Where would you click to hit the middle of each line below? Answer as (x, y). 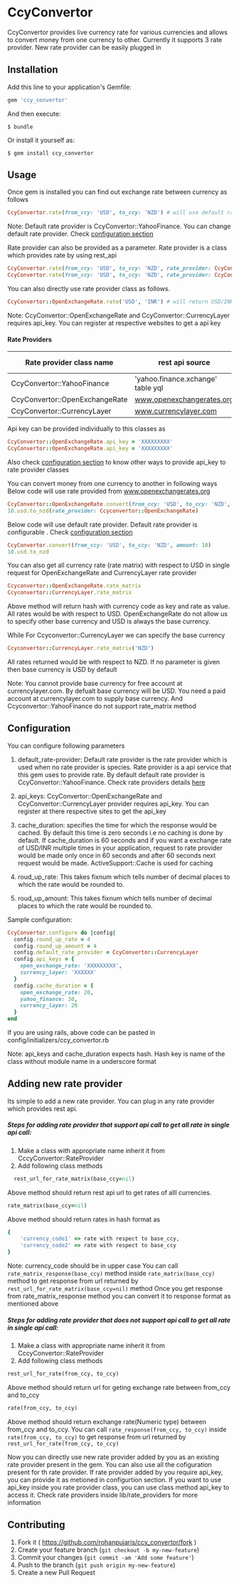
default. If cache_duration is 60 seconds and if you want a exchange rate (124, 840)
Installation (33, 70)
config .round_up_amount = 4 (55, 946)
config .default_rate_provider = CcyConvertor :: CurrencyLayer (106, 953)
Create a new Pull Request (57, 1572)
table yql (149, 388)
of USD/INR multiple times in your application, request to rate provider (120, 848)
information (24, 1502)
